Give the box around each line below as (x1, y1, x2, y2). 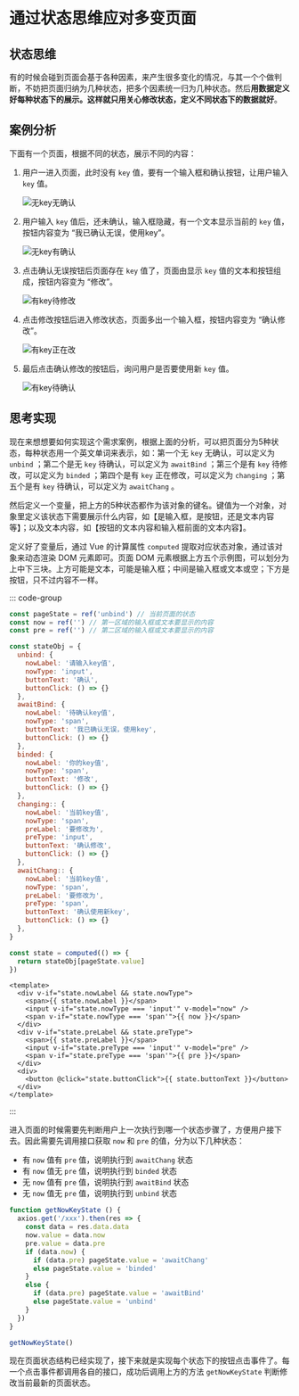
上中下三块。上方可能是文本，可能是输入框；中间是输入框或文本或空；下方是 (9, 563, 290, 574)
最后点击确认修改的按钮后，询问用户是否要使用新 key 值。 (21, 363, 234, 374)
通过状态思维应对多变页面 (9, 8, 198, 29)
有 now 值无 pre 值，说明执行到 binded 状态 (21, 1166, 178, 1177)
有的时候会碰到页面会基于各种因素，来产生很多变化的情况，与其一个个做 (9, 72, 274, 82)
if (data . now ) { (25, 1247, 86, 1256)
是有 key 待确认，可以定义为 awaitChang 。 (24, 481, 180, 491)
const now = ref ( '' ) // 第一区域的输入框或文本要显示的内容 (9, 617, 214, 627)
